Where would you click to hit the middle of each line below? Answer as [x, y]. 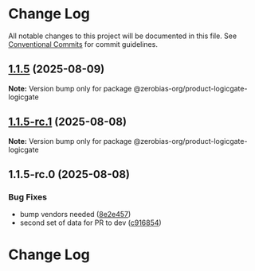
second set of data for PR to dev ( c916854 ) [90, 223]
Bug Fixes [28, 197]
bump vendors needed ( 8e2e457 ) [75, 215]
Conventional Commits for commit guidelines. [83, 44]
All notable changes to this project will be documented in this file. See [123, 36]
